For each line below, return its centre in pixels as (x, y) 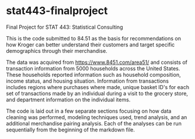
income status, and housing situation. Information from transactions (88, 81)
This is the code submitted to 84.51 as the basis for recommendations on (93, 38)
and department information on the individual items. (68, 99)
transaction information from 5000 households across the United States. (93, 68)
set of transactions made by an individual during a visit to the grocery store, (97, 93)
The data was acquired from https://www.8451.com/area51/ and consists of (97, 62)
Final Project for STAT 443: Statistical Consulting (65, 27)
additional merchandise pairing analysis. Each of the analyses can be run (94, 123)
